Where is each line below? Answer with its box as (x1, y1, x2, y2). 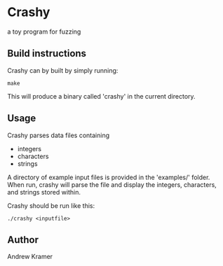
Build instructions (7, 48, 86, 59)
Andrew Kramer (7, 253, 53, 261)
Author (7, 234, 39, 246)
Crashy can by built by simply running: (7, 66, 119, 74)
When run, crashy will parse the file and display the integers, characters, (7, 180, 217, 189)
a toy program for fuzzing (7, 27, 81, 36)
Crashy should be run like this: (7, 201, 95, 210)
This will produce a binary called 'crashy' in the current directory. (7, 92, 196, 100)
